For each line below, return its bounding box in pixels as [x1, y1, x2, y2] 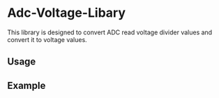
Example [7, 79, 46, 92]
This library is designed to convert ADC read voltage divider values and [7, 28, 213, 36]
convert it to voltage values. [7, 35, 87, 43]
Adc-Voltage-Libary [7, 5, 126, 21]
